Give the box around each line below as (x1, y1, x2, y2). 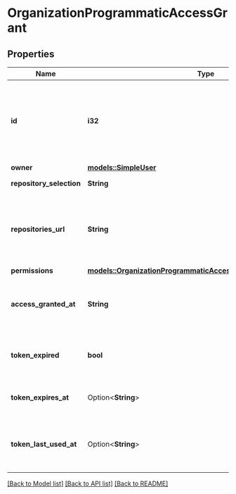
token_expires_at (11, 393, 69, 402)
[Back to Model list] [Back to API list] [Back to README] (7, 479, 169, 488)
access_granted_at (11, 300, 76, 309)
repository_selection (11, 178, 81, 188)
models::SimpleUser (87, 163, 157, 172)
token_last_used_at (11, 439, 77, 449)
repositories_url (11, 224, 65, 234)
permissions (11, 266, 54, 276)
